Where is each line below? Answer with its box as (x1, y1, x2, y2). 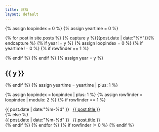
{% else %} (5, 112, 29, 118)
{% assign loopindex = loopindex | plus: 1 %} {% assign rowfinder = (5, 92, 143, 98)
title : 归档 (5, 7, 28, 12)
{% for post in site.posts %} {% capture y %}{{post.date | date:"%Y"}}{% (5, 35, 155, 41)
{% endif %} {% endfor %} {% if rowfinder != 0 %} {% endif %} (5, 122, 134, 128)
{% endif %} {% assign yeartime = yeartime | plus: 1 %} (5, 82, 119, 88)
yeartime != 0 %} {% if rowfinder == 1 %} (5, 45, 89, 51)
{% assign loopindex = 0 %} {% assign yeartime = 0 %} (5, 25, 119, 31)
